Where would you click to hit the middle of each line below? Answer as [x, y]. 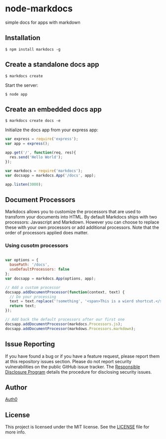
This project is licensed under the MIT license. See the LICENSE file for [77, 427]
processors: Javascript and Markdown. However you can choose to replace [82, 222]
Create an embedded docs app [54, 109]
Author [16, 387]
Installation [23, 38]
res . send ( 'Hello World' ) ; [36, 157]
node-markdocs [39, 9]
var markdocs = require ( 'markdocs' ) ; [44, 171]
